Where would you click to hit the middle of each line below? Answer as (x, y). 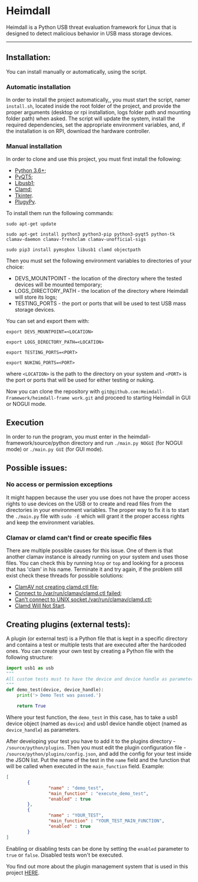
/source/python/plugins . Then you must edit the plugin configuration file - (96, 748)
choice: (15, 267)
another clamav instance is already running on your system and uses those (97, 557)
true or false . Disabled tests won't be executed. (65, 855)
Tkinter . (24, 196)
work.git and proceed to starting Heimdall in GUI (131, 398)
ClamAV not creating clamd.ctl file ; (57, 587)
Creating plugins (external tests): (68, 624)
